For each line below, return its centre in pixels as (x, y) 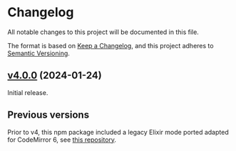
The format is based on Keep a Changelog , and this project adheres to (111, 45)
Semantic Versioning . (39, 53)
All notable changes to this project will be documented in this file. (103, 32)
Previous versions (48, 115)
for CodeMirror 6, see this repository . (62, 140)
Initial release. (28, 92)
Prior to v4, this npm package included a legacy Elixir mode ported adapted (118, 132)
